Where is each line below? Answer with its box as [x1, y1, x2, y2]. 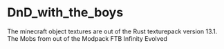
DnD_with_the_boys [7, 5, 124, 20]
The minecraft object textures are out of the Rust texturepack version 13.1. [7, 27, 218, 35]
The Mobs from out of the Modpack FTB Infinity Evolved [7, 34, 168, 42]
